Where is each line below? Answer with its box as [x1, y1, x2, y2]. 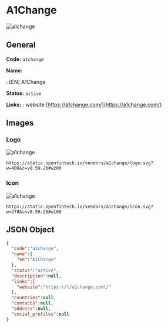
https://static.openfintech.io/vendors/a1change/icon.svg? [6, 204, 154, 209]
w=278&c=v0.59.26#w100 [6, 209, 62, 215]
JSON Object [6, 225, 55, 235]
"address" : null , [11, 306, 51, 312]
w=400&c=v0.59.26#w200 [6, 165, 62, 171]
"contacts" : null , [11, 300, 54, 306]
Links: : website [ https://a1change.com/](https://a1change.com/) [6, 101, 162, 108]
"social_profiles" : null [11, 311, 69, 317]
